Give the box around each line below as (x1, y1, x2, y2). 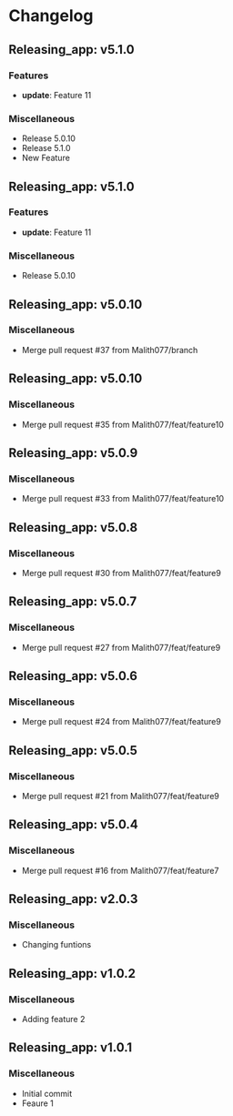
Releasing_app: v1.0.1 (8, 1040, 133, 1056)
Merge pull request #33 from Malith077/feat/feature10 (21, 493, 225, 504)
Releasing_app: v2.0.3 (8, 891, 138, 907)
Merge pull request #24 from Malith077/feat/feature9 (21, 716, 222, 727)
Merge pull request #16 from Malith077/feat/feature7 (21, 865, 219, 876)
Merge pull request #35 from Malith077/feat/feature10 (21, 419, 225, 430)
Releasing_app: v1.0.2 (8, 966, 136, 981)
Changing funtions (21, 939, 92, 950)
